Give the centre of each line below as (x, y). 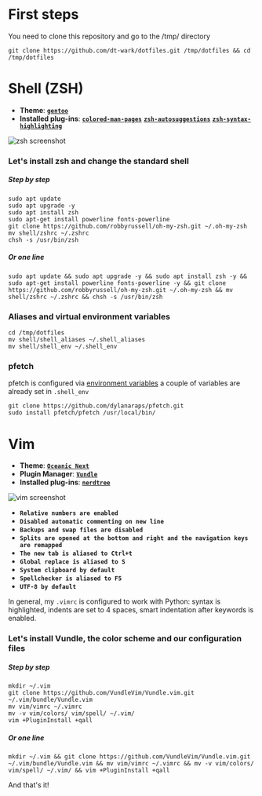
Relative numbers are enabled (69, 513)
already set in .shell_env (49, 392)
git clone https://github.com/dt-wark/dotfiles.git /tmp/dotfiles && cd (129, 50)
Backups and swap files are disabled (81, 530)
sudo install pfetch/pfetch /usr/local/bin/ (82, 413)
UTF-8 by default (48, 587)
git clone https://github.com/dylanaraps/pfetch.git (96, 406)
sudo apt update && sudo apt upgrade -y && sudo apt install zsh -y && (127, 276)
